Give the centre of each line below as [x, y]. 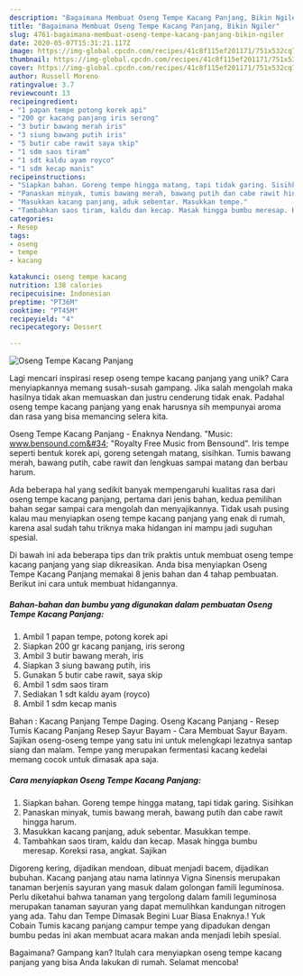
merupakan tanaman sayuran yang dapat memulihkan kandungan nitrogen [147, 907]
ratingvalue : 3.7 [42, 85]
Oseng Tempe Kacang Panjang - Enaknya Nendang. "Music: [121, 434]
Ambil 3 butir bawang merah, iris [83, 656]
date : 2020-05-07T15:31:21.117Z [70, 43]
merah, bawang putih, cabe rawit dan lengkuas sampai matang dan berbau [149, 463]
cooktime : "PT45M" [44, 310]
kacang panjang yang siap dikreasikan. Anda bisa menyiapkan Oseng [138, 565]
